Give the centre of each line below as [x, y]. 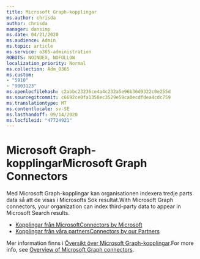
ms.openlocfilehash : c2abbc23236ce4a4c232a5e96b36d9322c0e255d [89, 92]
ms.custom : [20, 75]
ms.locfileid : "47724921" [39, 120]
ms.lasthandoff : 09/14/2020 [42, 114]
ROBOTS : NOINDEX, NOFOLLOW [41, 58]
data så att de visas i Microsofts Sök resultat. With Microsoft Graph [90, 200]
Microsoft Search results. [38, 213]
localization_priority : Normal [46, 63]
